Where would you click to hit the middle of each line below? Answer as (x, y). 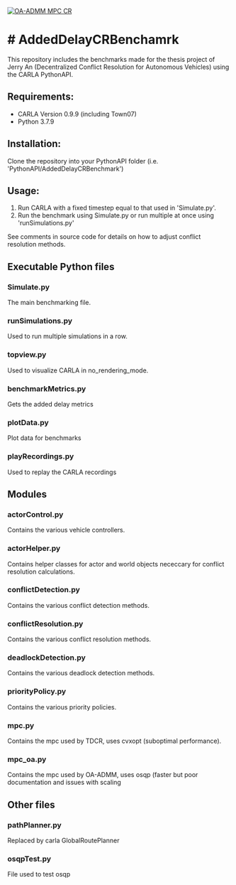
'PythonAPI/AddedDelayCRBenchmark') (66, 168)
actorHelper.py (34, 549)
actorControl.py (35, 514)
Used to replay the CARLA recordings (62, 472)
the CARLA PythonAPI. (40, 74)
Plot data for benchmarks (44, 438)
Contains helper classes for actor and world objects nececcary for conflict (116, 564)
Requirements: (41, 97)
